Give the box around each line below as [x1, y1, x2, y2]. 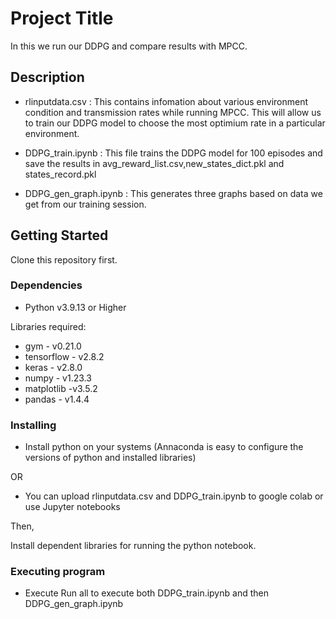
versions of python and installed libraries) [24, 452, 197, 464]
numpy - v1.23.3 [24, 372, 92, 384]
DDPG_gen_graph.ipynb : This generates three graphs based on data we [24, 187, 323, 199]
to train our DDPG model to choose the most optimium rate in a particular [24, 117, 326, 129]
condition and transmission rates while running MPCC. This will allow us [24, 106, 322, 118]
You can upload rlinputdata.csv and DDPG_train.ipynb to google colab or [24, 490, 324, 502]
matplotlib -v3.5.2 [24, 382, 98, 394]
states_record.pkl [24, 168, 97, 180]
